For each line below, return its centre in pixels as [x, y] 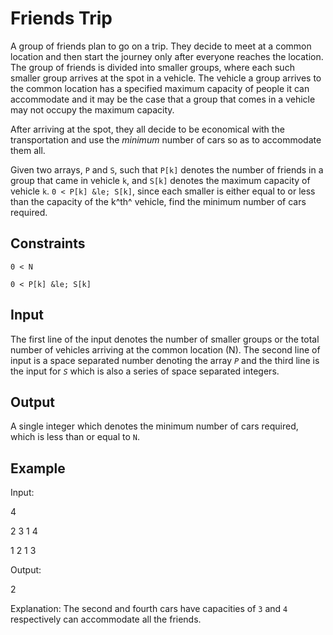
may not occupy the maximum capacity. [92, 109]
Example [38, 468]
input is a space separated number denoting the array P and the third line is [165, 360]
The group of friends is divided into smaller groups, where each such [152, 67]
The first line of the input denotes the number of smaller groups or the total [165, 339]
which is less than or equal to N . [75, 437]
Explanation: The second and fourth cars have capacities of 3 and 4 [149, 609]
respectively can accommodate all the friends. [106, 619]
